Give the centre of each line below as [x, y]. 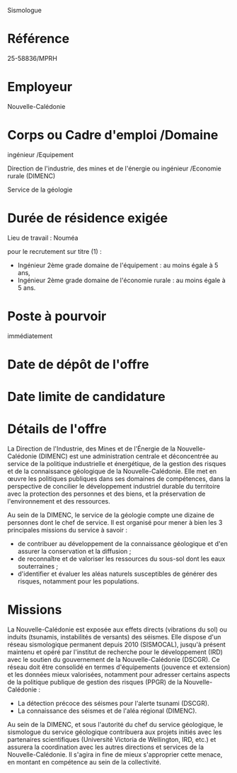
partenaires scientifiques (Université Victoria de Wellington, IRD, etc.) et [112, 739]
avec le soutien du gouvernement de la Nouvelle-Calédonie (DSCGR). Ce [114, 659]
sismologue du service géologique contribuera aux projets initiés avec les [115, 732]
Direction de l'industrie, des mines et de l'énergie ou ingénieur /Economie [114, 168]
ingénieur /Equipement [41, 154]
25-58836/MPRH [33, 58]
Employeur [40, 87]
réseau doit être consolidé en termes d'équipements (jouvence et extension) [119, 667]
